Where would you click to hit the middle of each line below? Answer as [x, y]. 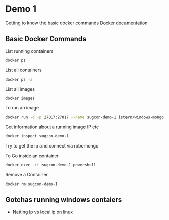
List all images [20, 89]
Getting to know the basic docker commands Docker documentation [76, 23]
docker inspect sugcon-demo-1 [37, 136]
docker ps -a [19, 79]
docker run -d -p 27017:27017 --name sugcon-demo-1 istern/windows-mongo [85, 117]
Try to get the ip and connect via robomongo [52, 146]
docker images [20, 98]
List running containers [29, 51]
